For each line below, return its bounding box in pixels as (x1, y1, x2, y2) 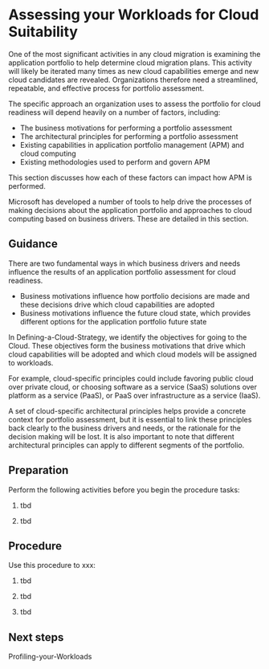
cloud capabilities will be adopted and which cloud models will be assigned (8, 349, 257, 359)
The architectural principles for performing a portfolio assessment (19, 131, 238, 141)
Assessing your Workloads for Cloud (8, 6, 259, 24)
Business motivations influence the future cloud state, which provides (19, 308, 251, 318)
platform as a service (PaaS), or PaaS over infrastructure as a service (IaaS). (8, 390, 261, 400)
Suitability (8, 22, 79, 41)
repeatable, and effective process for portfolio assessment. (8, 83, 205, 93)
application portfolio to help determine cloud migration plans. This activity (8, 58, 253, 67)
